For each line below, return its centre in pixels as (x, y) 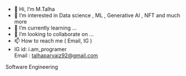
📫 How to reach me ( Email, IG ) (53, 41)
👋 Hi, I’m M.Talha (34, 9)
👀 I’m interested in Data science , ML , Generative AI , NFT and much (97, 15)
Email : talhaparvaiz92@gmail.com (56, 55)
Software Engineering (32, 67)
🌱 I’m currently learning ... (45, 28)
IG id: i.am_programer (40, 49)
